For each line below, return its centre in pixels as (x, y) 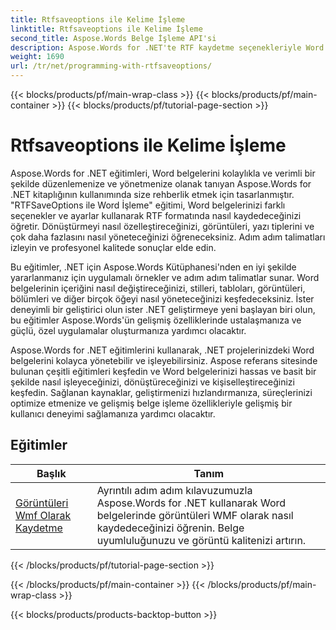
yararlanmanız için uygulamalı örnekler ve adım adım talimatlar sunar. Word (165, 277)
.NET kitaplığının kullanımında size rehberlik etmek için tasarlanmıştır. (152, 194)
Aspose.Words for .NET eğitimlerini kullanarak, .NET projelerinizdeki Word (162, 350)
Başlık (51, 473)
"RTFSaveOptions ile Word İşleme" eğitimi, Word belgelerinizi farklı (148, 205)
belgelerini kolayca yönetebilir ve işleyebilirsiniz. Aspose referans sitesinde (164, 360)
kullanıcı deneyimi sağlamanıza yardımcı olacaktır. (113, 413)
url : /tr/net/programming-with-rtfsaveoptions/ (111, 66)
